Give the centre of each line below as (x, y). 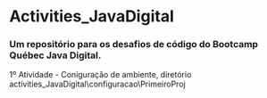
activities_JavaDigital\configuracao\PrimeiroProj (97, 84)
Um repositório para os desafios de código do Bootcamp (134, 45)
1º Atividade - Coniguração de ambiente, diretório (100, 75)
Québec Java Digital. (55, 55)
